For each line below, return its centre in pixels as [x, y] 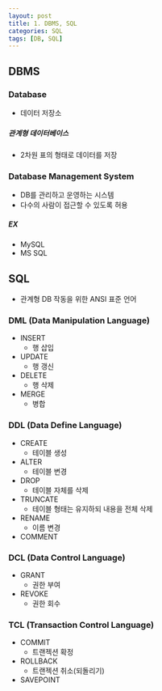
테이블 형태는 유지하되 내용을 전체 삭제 [92, 509]
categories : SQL [35, 31]
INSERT [33, 338]
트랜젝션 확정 [53, 652]
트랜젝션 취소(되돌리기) [68, 671]
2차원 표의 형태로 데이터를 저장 [69, 155]
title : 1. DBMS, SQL [43, 23]
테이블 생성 [49, 452]
